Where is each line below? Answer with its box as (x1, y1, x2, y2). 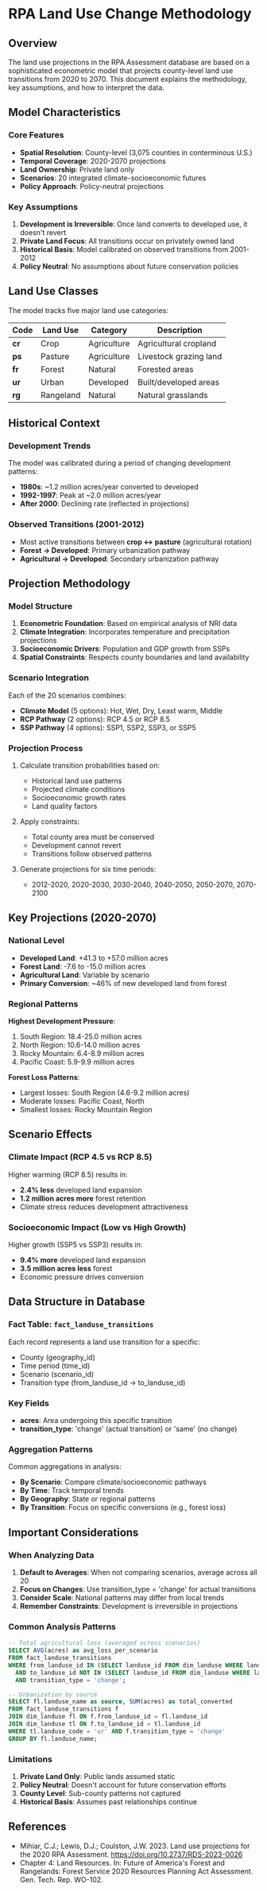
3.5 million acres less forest (19, 1264, 113, 1274)
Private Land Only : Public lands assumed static (19, 1771, 176, 1781)
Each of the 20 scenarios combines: (8, 690, 126, 700)
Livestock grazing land (137, 350, 222, 362)
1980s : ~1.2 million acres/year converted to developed (19, 482, 199, 492)
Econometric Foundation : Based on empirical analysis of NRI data (19, 619, 238, 628)
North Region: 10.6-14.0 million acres (19, 1040, 141, 1050)
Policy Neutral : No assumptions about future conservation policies (19, 261, 239, 271)
